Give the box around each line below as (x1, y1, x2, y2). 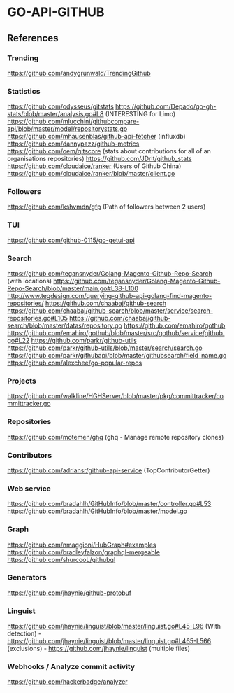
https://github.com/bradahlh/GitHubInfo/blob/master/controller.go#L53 (7, 500, 212, 508)
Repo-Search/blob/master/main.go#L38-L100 (7, 284, 138, 293)
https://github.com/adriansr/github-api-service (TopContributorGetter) (7, 466, 210, 475)
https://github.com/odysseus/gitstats (7, 102, 114, 111)
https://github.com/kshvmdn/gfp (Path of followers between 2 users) (7, 202, 206, 211)
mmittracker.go (7, 400, 51, 408)
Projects (7, 376, 36, 386)
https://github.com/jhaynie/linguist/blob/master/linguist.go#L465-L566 (7, 637, 212, 645)
